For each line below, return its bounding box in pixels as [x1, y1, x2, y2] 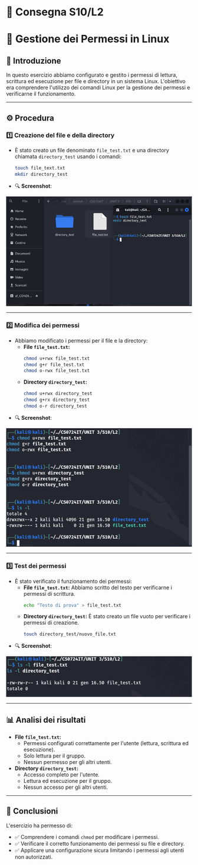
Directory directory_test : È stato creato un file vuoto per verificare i [23, 613, 191, 620]
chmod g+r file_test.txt [23, 361, 85, 368]
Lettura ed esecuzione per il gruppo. [23, 778, 113, 785]
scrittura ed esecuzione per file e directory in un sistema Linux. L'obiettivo [6, 78, 186, 85]
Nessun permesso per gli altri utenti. [23, 759, 112, 766]
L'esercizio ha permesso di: [6, 822, 73, 829]
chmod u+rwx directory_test [23, 391, 93, 397]
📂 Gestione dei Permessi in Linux [6, 32, 170, 46]
